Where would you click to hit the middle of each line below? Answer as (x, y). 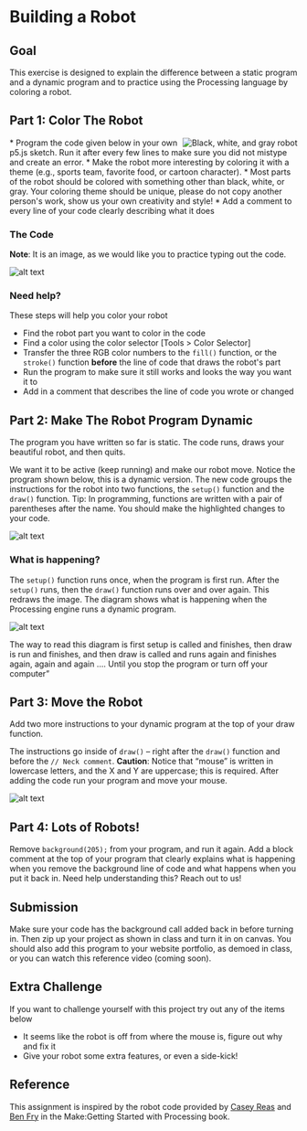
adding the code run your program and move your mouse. (119, 781)
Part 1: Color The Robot (76, 121)
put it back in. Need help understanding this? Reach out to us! (126, 879)
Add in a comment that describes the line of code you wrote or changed (158, 391)
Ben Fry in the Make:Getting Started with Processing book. (120, 1116)
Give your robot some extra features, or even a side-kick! (130, 1056)
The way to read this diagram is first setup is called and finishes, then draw (151, 644)
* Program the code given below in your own (94, 143)
